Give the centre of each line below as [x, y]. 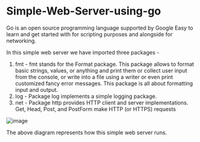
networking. [21, 40]
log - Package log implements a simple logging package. [86, 96]
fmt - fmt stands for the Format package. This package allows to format [105, 64]
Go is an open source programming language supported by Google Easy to [100, 28]
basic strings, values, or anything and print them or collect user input [101, 70]
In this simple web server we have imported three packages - [83, 52]
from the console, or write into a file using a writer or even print [94, 77]
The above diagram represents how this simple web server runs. [87, 132]
